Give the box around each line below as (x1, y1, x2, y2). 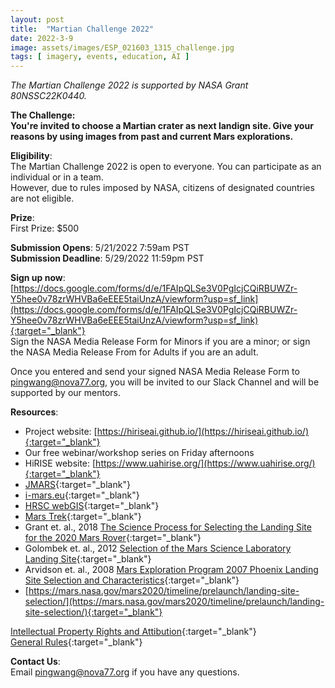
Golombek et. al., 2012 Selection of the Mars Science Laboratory (24, 542, 292, 555)
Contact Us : (10, 656, 61, 668)
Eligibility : (10, 150, 53, 162)
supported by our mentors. (10, 387, 122, 399)
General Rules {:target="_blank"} (10, 636, 143, 648)
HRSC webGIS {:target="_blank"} (24, 500, 160, 512)
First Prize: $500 (10, 222, 80, 235)
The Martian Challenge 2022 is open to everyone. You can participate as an (10, 161, 322, 173)
